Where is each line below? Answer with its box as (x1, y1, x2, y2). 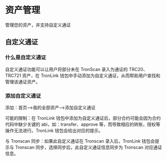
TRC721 (5, 73, 21, 79)
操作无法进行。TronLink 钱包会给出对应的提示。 (5, 127, 103, 133)
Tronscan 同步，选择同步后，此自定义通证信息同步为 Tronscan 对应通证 (14, 144, 162, 150)
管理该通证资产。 (5, 79, 40, 84)
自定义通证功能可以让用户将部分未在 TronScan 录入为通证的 (5, 66, 128, 72)
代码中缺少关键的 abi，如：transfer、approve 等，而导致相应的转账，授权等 (5, 121, 161, 127)
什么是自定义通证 (5, 54, 46, 61)
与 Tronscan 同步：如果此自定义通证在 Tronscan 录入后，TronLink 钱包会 (5, 138, 156, 144)
